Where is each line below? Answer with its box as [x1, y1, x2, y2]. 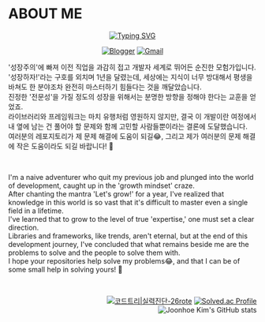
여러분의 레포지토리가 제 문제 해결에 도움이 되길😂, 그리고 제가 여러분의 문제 [8, 131, 241, 140]
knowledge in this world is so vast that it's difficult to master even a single [8, 197, 248, 207]
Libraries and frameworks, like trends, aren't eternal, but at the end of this [8, 230, 248, 241]
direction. [8, 223, 39, 232]
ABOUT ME [8, 5, 83, 23]
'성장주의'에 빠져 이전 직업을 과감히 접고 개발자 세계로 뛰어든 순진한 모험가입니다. [8, 62, 256, 72]
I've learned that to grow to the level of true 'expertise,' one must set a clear [8, 214, 255, 223]
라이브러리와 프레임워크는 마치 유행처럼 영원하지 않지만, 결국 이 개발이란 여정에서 [8, 111, 257, 121]
